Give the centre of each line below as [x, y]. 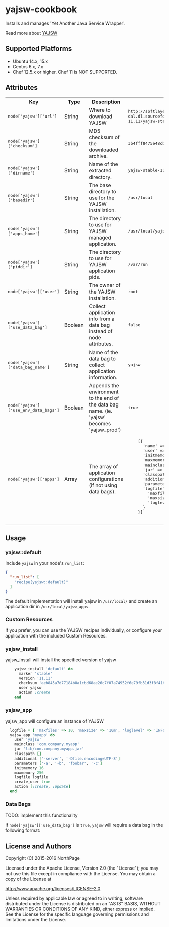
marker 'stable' [35, 674]
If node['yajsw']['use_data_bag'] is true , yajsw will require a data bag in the [84, 825]
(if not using [103, 485]
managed [100, 237]
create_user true [32, 782]
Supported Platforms [39, 49]
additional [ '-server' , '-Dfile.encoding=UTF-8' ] [67, 758]
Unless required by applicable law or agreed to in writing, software [74, 898]
